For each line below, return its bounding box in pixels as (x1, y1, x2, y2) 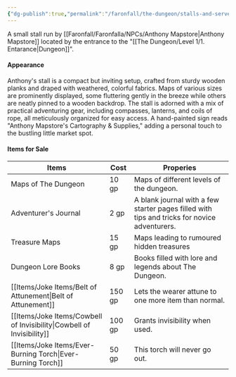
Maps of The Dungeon (11, 179, 85, 189)
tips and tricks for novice (133, 213, 216, 223)
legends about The (133, 262, 197, 272)
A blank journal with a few (133, 195, 220, 205)
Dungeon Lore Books (11, 262, 81, 272)
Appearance (7, 61, 44, 69)
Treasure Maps (11, 237, 61, 247)
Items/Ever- (54, 340, 95, 350)
